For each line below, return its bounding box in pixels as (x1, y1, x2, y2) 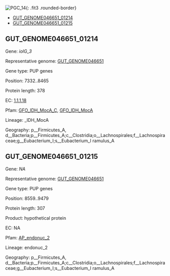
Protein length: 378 (5, 87, 45, 93)
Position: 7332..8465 (5, 78, 49, 84)
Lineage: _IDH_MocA (5, 117, 49, 123)
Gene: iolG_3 (5, 48, 32, 54)
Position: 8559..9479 (5, 195, 49, 201)
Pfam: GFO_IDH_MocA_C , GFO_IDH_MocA (5, 107, 93, 113)
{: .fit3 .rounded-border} (25, 5, 77, 11)
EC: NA (5, 225, 20, 231)
